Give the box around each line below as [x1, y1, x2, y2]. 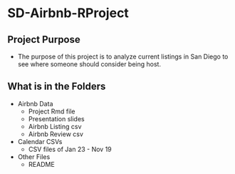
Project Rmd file [28, 107, 75, 116]
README [28, 160, 55, 168]
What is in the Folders [7, 81, 106, 93]
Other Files [17, 152, 51, 161]
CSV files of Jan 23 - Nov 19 [28, 145, 112, 153]
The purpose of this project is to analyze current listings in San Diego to [17, 52, 229, 61]
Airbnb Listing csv [28, 122, 82, 130]
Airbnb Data [17, 99, 53, 108]
